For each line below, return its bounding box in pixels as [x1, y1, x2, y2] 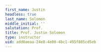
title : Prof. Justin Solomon [5, 30, 65, 35]
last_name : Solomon [5, 16, 46, 21]
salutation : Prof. [5, 26, 43, 31]
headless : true [5, 12, 37, 17]
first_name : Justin [5, 7, 46, 12]
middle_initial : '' [5, 21, 46, 26]
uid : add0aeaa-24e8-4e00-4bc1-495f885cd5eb [5, 40, 97, 45]
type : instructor [5, 35, 41, 40]
